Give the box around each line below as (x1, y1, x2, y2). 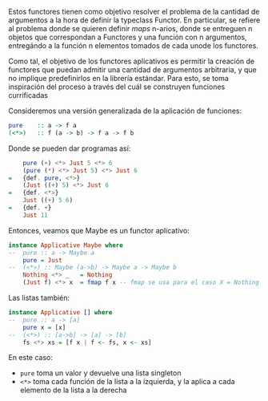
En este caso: (8, 353, 54, 363)
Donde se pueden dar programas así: (8, 144, 131, 153)
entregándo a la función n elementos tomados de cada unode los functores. (8, 41, 258, 51)
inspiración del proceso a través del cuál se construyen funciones (8, 82, 226, 91)
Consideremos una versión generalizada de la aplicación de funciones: (8, 106, 242, 115)
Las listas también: (8, 293, 70, 302)
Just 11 (22, 211, 48, 219)
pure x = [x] (22, 323, 66, 331)
